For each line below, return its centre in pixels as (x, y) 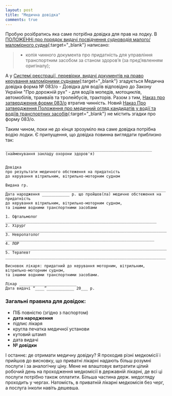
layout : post (19, 10)
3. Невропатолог (23, 235)
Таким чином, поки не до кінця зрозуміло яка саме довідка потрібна (81, 129)
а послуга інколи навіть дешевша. (42, 388)
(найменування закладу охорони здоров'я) (50, 154)
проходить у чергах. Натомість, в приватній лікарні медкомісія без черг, (85, 382)
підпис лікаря (27, 323)
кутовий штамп (29, 334)
